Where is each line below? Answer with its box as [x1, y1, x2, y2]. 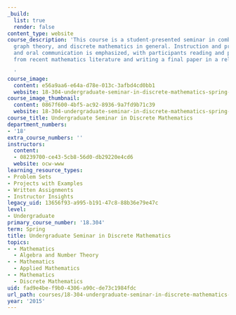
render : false [13, 23, 55, 30]
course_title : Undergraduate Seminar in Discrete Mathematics [7, 115, 193, 122]
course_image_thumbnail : [7, 95, 80, 102]
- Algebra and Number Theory [13, 252, 99, 259]
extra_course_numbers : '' [7, 134, 83, 141]
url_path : [7, 291, 37, 298]
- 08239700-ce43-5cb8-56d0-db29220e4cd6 [13, 154, 133, 161]
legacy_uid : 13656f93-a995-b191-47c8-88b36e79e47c [7, 200, 159, 207]
